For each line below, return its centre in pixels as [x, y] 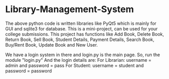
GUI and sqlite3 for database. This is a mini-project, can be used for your [82, 28]
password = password [29, 71]
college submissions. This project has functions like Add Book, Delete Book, [85, 34]
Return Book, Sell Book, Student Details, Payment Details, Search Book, [80, 39]
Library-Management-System [70, 9]
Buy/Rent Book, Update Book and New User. [52, 45]
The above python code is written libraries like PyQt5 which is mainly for [81, 23]
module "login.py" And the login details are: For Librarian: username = [78, 60]
